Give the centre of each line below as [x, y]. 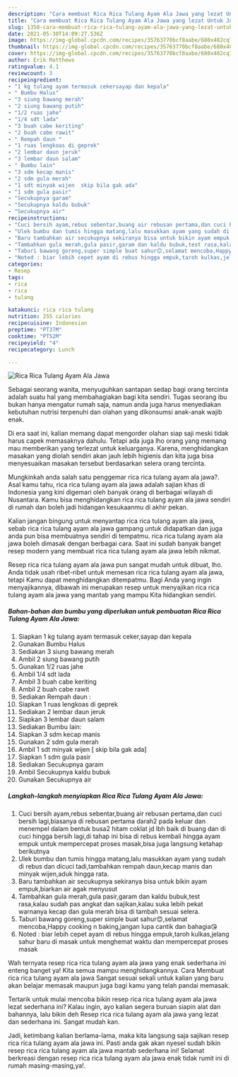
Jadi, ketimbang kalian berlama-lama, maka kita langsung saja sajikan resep [118, 1036]
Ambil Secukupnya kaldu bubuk [64, 772]
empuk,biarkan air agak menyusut [68, 889]
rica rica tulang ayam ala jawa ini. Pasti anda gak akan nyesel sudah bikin [114, 1043]
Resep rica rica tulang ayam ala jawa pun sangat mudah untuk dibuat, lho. [115, 565]
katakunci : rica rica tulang [51, 310]
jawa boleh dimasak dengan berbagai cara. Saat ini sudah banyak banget [115, 543]
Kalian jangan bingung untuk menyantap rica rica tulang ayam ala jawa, [112, 521]
